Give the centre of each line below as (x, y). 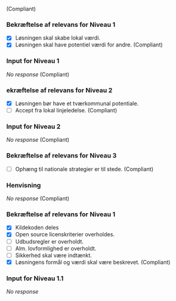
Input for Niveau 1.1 (35, 278)
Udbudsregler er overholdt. (49, 241)
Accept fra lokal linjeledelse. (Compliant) (66, 111)
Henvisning (24, 185)
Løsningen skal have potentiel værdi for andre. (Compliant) (89, 45)
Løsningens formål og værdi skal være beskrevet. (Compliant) (93, 262)
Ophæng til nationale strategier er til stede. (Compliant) (84, 169)
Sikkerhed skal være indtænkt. (54, 255)
